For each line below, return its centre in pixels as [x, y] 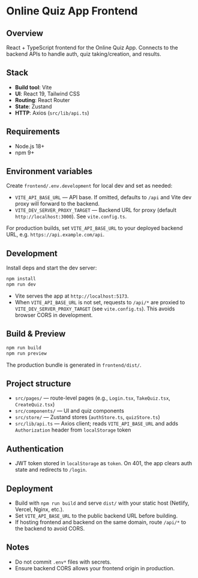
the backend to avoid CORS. [50, 528]
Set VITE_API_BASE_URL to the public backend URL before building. [96, 516]
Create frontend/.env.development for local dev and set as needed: [89, 186]
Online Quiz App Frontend [72, 11]
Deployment [30, 488]
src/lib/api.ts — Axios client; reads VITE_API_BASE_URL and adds [97, 424]
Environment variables [49, 171]
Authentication [35, 449]
